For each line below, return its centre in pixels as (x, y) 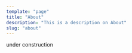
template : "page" (28, 11)
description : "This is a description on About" (67, 22)
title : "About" (25, 17)
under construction (30, 45)
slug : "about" (24, 28)
